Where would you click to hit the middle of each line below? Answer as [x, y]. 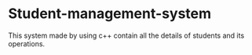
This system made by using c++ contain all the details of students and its [126, 35]
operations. [27, 43]
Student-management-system [110, 14]
